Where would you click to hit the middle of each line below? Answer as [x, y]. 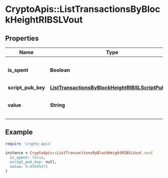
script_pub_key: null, [33, 162]
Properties [22, 38]
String [57, 105]
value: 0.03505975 [29, 167]
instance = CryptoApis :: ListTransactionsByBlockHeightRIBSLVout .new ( [79, 153]
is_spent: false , [28, 157]
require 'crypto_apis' [29, 143]
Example [19, 132]
